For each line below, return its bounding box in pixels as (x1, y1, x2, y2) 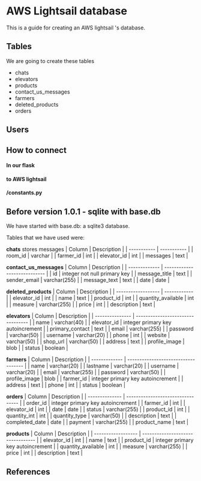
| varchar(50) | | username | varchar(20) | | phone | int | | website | (6, 332, 170, 339)
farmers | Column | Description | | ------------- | (6, 356, 126, 363)
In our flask (6, 162, 35, 169)
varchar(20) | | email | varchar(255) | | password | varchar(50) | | (6, 369, 166, 376)
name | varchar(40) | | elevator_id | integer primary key (35, 319, 172, 326)
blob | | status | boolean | (6, 344, 68, 351)
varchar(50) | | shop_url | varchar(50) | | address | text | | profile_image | (6, 338, 185, 345)
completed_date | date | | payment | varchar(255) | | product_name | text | (6, 419, 189, 426)
